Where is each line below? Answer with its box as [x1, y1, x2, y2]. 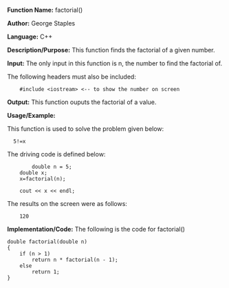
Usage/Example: [7, 112, 56, 119]
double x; [19, 169, 48, 176]
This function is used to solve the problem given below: [7, 125, 164, 133]
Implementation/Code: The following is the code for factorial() [7, 225, 186, 233]
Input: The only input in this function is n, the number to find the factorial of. [7, 59, 223, 68]
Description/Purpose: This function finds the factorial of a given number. [7, 46, 215, 54]
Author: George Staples [7, 19, 76, 27]
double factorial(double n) [7, 238, 88, 245]
